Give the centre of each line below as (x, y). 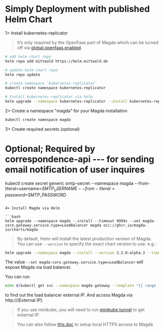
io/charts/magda (21, 229)
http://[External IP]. (24, 300)
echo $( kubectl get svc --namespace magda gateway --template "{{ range (81, 286)
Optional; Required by (50, 149)
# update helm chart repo (31, 70)
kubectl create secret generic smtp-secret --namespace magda (69, 183)
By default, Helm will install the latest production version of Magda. (84, 238)
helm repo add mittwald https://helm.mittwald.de (57, 61)
